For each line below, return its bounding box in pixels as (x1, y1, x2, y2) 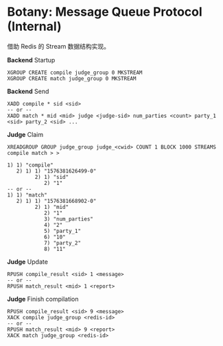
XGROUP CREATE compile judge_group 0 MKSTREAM (7, 69, 143, 76)
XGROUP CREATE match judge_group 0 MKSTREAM (7, 75, 137, 82)
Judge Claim (7, 130, 43, 138)
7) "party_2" (43, 239, 81, 247)
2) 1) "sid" (34, 173, 69, 180)
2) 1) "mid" (34, 203, 69, 210)
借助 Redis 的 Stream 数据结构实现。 (7, 42, 110, 50)
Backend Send (7, 87, 49, 95)
